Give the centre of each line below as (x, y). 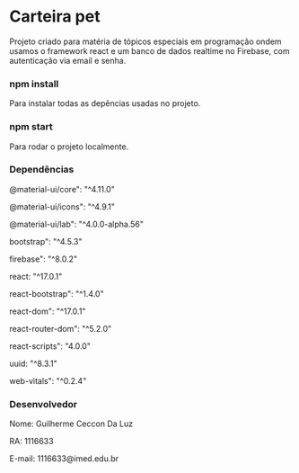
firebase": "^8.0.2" (44, 259)
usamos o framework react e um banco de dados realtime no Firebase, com (149, 50)
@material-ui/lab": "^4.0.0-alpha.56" (77, 224)
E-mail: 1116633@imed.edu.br (64, 459)
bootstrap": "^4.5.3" (46, 241)
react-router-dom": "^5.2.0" (61, 328)
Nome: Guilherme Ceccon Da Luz (71, 424)
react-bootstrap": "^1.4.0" (57, 293)
